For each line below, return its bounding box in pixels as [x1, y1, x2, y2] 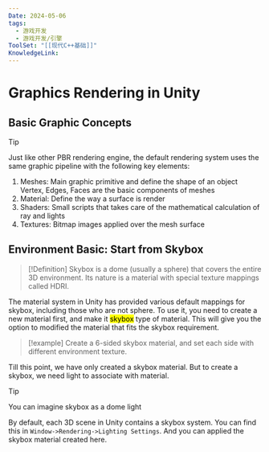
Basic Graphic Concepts [8, 116, 132, 129]
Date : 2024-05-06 [8, 11, 67, 20]
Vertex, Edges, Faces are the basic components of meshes [19, 186, 215, 195]
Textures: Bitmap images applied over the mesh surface [19, 220, 205, 229]
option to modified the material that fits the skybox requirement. [8, 323, 219, 332]
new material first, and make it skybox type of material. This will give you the [8, 314, 262, 323]
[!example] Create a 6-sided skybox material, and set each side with [27, 338, 255, 347]
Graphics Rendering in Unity [8, 84, 201, 102]
